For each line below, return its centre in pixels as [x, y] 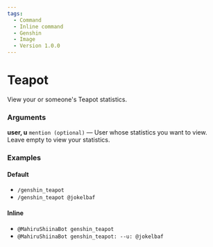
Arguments [27, 117]
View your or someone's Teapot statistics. [67, 99]
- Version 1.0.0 [37, 46]
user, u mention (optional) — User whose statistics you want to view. [107, 133]
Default [18, 174]
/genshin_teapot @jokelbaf [56, 198]
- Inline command [39, 26]
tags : [15, 14]
